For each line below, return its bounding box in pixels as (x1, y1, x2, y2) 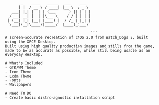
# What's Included (5, 61, 43, 66)
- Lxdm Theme (5, 74, 32, 79)
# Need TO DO (5, 91, 32, 96)
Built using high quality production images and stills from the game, (5, 44, 155, 49)
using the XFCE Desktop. (5, 39, 56, 44)
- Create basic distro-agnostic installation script (5, 95, 115, 100)
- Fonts (5, 78, 21, 83)
